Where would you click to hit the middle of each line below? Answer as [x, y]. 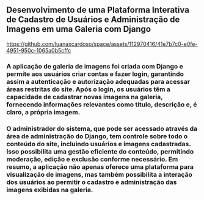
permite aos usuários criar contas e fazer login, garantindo [95, 74]
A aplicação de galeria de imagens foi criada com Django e [95, 66]
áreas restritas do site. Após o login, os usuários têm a [89, 89]
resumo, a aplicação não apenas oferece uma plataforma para [100, 166]
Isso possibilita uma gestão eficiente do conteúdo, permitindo [100, 151]
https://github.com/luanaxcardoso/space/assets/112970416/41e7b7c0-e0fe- [102, 44]
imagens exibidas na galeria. [50, 190]
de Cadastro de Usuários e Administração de [93, 20]
